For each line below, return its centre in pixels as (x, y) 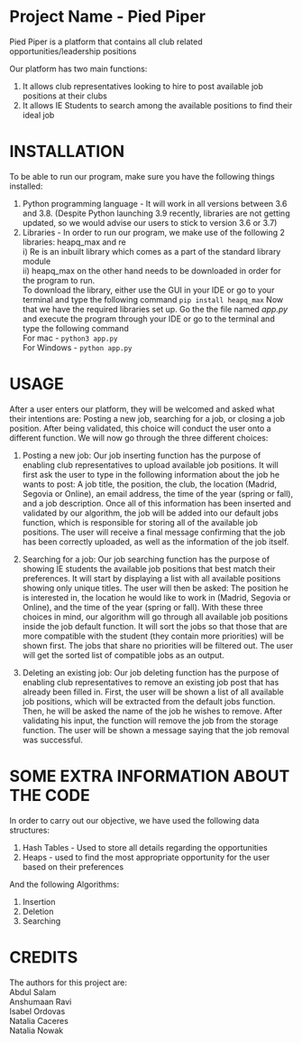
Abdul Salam (33, 992)
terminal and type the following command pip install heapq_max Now (153, 299)
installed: (26, 186)
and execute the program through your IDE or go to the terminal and (148, 319)
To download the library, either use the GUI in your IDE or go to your (148, 290)
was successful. (52, 740)
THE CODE (50, 796)
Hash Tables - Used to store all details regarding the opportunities (145, 847)
